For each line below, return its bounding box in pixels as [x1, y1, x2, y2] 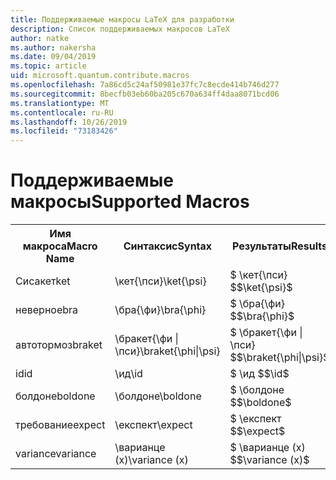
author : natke [10, 33, 70, 43]
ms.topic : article [10, 61, 87, 71]
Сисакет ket [15, 274, 71, 288]
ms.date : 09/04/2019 [10, 52, 97, 62]
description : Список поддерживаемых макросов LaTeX [10, 24, 230, 34]
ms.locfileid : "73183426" [10, 126, 118, 136]
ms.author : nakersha [10, 42, 97, 53]
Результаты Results [232, 239, 328, 253]
